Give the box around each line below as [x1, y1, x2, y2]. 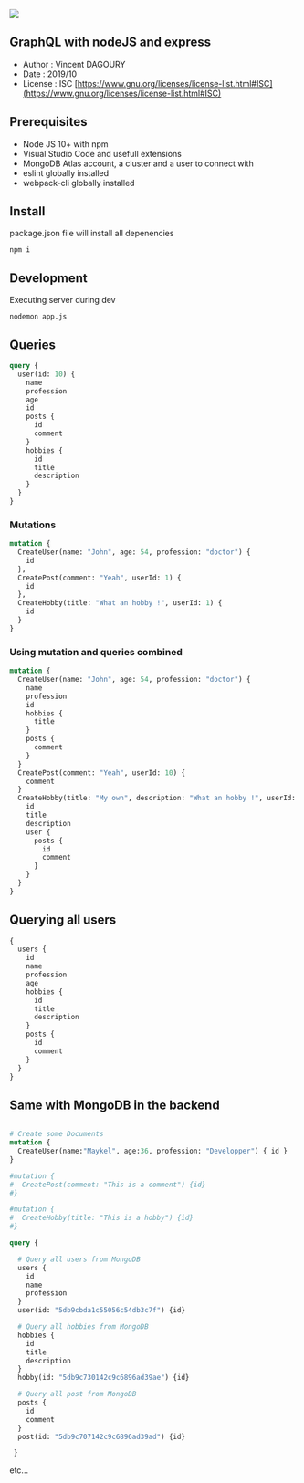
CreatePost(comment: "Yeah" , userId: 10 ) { [17, 768, 185, 778]
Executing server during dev [9, 295, 116, 306]
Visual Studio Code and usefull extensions [22, 148, 183, 159]
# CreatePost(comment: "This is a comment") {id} [9, 1180, 206, 1189]
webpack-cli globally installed [22, 177, 135, 188]
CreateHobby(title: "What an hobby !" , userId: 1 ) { [17, 599, 223, 608]
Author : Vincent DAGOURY [22, 58, 126, 69]
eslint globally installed [22, 167, 110, 178]
